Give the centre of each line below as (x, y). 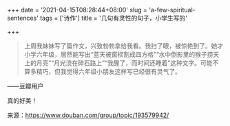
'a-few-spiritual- (172, 10)
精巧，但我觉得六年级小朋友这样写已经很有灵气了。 (108, 72)
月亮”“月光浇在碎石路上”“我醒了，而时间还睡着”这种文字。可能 (124, 63)
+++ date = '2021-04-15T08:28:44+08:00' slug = (77, 10)
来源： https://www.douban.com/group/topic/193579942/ (88, 115)
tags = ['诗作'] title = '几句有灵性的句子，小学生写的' (114, 18)
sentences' (23, 18)
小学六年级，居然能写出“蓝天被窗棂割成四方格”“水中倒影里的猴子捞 (118, 54)
